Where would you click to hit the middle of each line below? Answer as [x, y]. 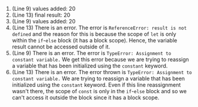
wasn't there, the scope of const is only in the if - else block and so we [99, 91]
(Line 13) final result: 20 [41, 15]
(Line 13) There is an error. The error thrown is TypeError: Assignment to [102, 72]
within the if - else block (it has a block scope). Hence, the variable [94, 40]
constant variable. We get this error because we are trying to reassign [100, 59]
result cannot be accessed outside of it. [61, 47]
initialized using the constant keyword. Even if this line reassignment [96, 85]
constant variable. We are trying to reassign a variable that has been [98, 78]
